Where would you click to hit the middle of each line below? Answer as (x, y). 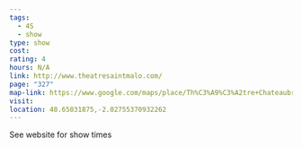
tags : (19, 17)
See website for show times (61, 134)
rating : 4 (28, 59)
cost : (19, 51)
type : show (30, 43)
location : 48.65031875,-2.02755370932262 (88, 109)
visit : (22, 101)
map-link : (28, 92)
